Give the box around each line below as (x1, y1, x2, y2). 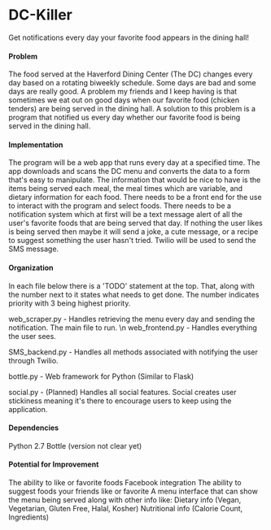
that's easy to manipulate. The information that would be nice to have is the (8, 175, 261, 185)
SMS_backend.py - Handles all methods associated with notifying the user (8, 347, 259, 357)
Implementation (8, 140, 63, 150)
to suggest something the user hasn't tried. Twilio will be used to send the (8, 236, 256, 245)
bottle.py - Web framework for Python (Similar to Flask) (8, 371, 195, 381)
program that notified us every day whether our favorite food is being (8, 112, 241, 123)
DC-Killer (8, 6, 73, 24)
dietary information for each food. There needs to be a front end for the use (8, 193, 262, 202)
